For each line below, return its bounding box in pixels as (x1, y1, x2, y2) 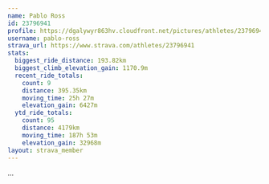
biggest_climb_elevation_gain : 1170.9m (14, 64, 149, 72)
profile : (7, 27, 37, 35)
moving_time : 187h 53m (22, 131, 98, 139)
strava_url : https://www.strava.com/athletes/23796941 (7, 42, 195, 50)
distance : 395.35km (22, 86, 88, 95)
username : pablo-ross (7, 34, 80, 43)
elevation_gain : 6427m (22, 101, 98, 109)
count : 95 (22, 117, 55, 125)
